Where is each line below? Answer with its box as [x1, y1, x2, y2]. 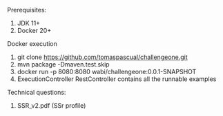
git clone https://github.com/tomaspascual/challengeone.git [17, 53, 188, 61]
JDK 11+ [17, 19, 40, 27]
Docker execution [7, 40, 57, 47]
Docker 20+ [17, 27, 52, 34]
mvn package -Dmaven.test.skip [17, 60, 110, 68]
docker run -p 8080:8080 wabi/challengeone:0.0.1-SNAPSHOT [17, 68, 197, 76]
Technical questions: [7, 89, 66, 96]
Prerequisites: [7, 6, 47, 14]
